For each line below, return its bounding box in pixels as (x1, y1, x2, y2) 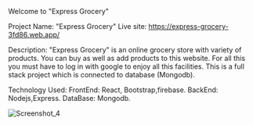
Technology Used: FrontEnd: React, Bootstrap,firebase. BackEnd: (8, 85, 219, 95)
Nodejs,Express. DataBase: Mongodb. (8, 94, 131, 102)
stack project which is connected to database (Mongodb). (8, 70, 196, 79)
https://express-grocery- (148, 22, 229, 30)
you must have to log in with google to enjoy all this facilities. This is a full (8, 62, 245, 71)
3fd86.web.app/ (8, 30, 60, 39)
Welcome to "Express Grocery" (8, 7, 110, 16)
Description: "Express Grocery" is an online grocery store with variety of (8, 45, 242, 54)
